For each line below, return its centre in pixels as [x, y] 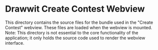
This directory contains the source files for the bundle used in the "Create [79, 22]
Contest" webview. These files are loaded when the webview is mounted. [79, 27]
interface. [15, 43]
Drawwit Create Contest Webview [75, 9]
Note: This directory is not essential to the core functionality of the [72, 33]
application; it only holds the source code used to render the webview [75, 38]
